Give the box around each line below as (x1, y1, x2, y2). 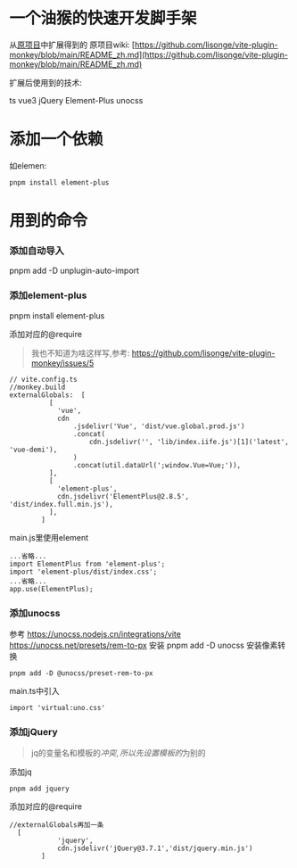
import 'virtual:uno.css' (9, 703, 105, 712)
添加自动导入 (9, 244, 65, 257)
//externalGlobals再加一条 (9, 821, 104, 830)
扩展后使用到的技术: (9, 77, 83, 87)
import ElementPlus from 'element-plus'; (9, 559, 166, 568)
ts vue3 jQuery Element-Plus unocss (9, 95, 144, 105)
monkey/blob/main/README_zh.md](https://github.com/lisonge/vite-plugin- (9, 49, 288, 60)
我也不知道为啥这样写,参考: (30, 347, 130, 358)
